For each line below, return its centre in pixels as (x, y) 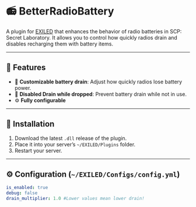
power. (23, 87)
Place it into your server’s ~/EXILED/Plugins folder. (75, 144)
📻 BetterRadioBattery (60, 11)
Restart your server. (38, 150)
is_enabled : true (27, 188)
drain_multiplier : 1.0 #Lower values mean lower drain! (75, 199)
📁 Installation (30, 124)
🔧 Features (26, 68)
